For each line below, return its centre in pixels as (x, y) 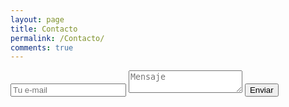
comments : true (42, 47)
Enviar (261, 90)
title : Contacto (44, 29)
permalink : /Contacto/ (57, 38)
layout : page (37, 19)
